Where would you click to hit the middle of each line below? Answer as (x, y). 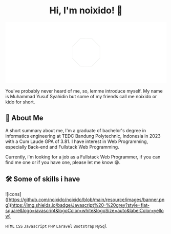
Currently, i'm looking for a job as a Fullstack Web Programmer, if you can (83, 157)
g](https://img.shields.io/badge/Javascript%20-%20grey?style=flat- (78, 205)
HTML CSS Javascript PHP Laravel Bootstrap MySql (56, 226)
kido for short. (20, 102)
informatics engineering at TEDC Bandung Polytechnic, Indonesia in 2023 (83, 136)
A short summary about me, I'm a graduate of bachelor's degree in (76, 130)
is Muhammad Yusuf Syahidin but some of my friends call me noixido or (81, 96)
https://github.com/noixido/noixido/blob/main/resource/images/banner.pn (87, 200)
